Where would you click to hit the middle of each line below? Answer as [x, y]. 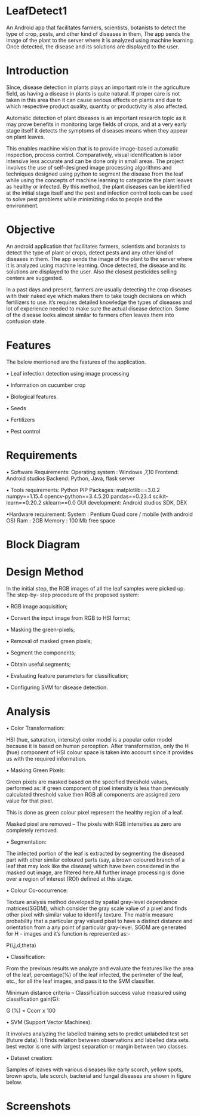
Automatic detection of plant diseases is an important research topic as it [96, 118]
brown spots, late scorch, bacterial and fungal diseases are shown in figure [99, 1075]
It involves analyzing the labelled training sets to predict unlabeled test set [97, 1034]
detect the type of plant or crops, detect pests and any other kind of [90, 253]
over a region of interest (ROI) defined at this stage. [70, 878]
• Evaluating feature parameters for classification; [67, 675]
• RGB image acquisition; [37, 606]
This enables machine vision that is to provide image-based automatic [93, 148]
